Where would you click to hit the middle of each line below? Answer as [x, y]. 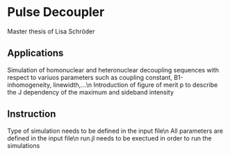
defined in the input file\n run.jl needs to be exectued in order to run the [109, 138]
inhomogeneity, [30, 85]
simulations [24, 145]
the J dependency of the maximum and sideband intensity [91, 92]
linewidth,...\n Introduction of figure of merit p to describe [135, 85]
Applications [35, 53]
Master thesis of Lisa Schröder [51, 31]
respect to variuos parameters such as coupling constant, [90, 77]
